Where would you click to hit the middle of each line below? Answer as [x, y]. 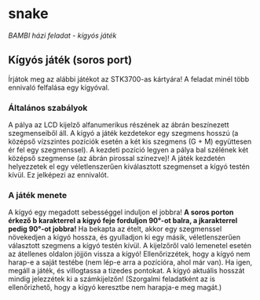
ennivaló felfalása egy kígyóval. [59, 87]
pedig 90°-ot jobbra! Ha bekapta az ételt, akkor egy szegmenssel [115, 229]
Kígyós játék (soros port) [70, 60]
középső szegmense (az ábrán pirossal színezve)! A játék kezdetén [117, 159]
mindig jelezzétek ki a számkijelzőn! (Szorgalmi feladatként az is [112, 279]
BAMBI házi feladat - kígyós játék [62, 35]
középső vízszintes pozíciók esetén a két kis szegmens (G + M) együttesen [130, 141]
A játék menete [38, 195]
